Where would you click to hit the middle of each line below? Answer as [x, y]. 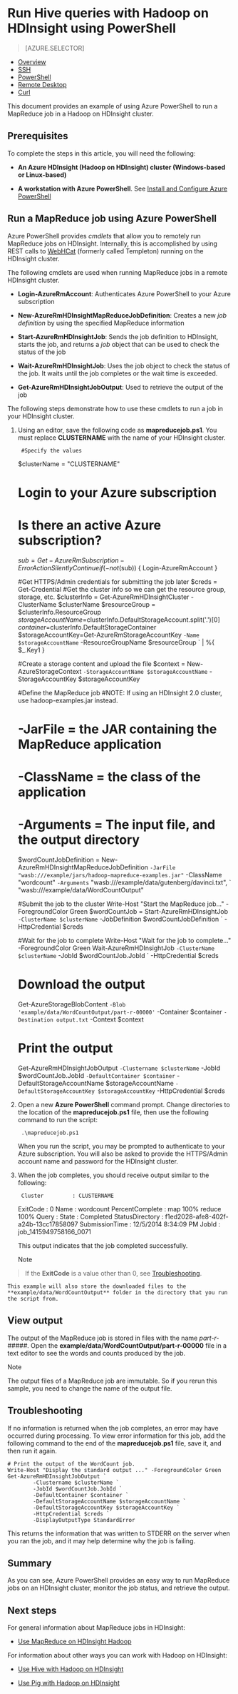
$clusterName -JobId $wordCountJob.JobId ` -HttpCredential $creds [118, 956]
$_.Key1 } [31, 650]
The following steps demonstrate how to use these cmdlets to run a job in [115, 408]
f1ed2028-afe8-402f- [197, 1216]
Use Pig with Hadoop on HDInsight [68, 1683]
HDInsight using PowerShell [92, 28]
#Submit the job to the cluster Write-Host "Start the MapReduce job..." [121, 904]
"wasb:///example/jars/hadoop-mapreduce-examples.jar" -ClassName [120, 875]
